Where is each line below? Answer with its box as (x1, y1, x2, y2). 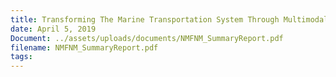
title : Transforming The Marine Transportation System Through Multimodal (10, 14, 329, 25)
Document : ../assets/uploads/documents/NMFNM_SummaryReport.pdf (10, 33, 284, 43)
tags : (10, 52, 33, 62)
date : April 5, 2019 (10, 24, 97, 34)
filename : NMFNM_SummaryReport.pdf (10, 42, 159, 53)
